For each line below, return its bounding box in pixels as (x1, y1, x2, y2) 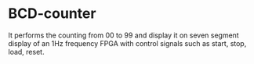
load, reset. (8, 47, 45, 56)
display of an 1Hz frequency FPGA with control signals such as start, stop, (8, 38, 247, 48)
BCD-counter (8, 5, 96, 23)
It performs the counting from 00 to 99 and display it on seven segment (8, 30, 239, 40)
